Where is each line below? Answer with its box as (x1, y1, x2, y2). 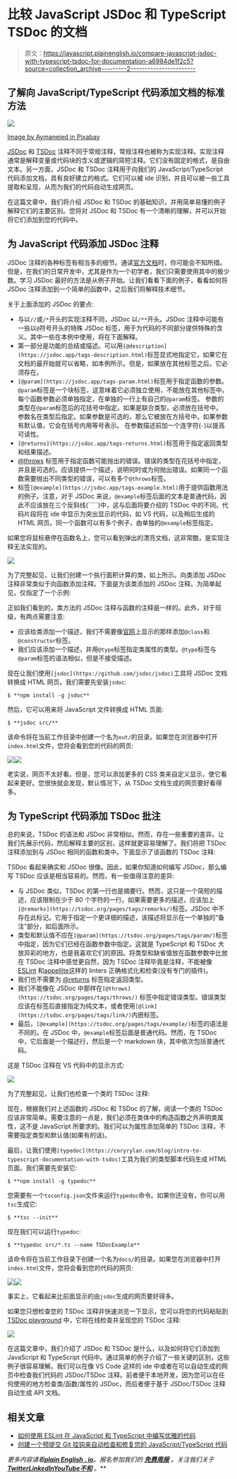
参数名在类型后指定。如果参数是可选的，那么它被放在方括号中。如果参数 (17, 412, 228, 421)
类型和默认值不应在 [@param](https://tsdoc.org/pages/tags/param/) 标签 (17, 931, 228, 940)
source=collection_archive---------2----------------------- (24, 64, 196, 73)
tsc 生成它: (7, 1200, 37, 1209)
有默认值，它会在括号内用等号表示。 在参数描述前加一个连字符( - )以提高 (17, 421, 226, 429)
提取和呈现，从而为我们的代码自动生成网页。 (7, 182, 138, 191)
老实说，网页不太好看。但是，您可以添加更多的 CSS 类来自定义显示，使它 (7, 770, 221, 778)
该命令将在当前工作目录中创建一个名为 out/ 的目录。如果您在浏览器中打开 (7, 732, 218, 741)
